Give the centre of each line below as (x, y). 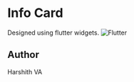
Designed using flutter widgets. (53, 33)
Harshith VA (25, 71)
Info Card (35, 13)
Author (23, 55)
